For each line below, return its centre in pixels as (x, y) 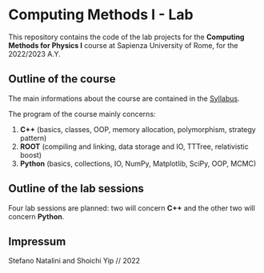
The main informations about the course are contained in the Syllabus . (124, 98)
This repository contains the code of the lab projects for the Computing (126, 37)
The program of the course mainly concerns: (82, 114)
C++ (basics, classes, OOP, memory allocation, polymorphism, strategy (138, 129)
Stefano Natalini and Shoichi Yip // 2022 (74, 261)
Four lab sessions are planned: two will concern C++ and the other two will (132, 208)
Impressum (37, 241)
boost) (31, 155)
